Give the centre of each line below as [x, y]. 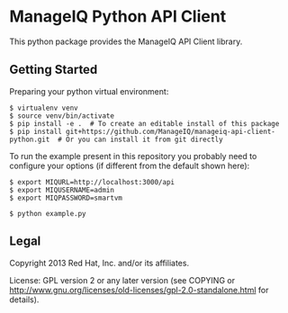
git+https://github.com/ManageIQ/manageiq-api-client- [171, 131]
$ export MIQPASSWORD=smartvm [66, 198]
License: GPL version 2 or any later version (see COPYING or [122, 280]
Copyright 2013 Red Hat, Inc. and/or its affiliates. [99, 263]
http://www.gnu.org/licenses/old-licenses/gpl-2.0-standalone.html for [139, 290]
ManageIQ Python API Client [118, 17]
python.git [30, 139]
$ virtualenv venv [44, 108]
